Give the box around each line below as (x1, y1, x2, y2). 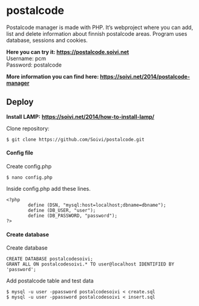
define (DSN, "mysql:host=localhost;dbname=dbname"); (28, 202, 166, 208)
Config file (6, 149, 33, 156)
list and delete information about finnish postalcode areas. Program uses (6, 30, 188, 37)
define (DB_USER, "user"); (28, 207, 96, 213)
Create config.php (6, 162, 52, 170)
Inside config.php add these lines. (6, 185, 91, 192)
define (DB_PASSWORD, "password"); (28, 213, 118, 219)
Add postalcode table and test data (6, 277, 94, 285)
